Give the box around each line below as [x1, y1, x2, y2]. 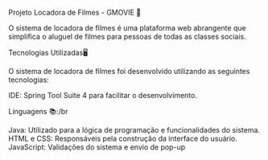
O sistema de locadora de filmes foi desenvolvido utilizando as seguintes [8, 67, 250, 76]
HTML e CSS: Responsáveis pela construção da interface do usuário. [8, 133, 237, 143]
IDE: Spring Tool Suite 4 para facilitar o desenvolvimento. [8, 91, 197, 100]
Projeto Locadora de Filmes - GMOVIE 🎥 [8, 8, 142, 17]
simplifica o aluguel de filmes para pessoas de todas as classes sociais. [8, 32, 247, 41]
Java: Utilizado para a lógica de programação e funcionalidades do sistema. [8, 125, 260, 134]
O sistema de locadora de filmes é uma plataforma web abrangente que [8, 23, 247, 32]
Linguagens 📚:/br [8, 107, 68, 116]
